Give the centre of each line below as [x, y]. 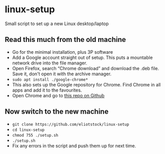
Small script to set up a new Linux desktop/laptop [57, 24]
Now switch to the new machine [57, 112]
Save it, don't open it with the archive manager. [62, 74]
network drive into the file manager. [50, 63]
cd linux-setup [28, 130]
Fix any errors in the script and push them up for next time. [74, 146]
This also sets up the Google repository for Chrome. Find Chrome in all [86, 84]
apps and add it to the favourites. [47, 90]
